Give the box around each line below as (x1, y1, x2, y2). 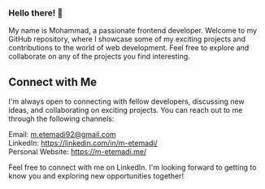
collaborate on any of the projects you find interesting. (8, 52, 191, 62)
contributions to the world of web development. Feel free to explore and (8, 43, 250, 53)
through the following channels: (8, 114, 115, 124)
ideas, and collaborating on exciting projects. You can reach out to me (8, 105, 243, 115)
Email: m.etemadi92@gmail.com (8, 130, 116, 140)
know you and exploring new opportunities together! (8, 171, 185, 181)
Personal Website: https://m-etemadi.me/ (8, 147, 147, 157)
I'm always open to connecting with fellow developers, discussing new (8, 97, 245, 106)
